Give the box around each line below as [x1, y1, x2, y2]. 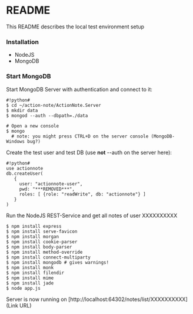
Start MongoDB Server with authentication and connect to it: [6, 86, 153, 93]
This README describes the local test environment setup [6, 23, 145, 30]
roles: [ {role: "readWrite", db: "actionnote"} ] [19, 191, 146, 197]
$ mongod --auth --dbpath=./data [6, 113, 88, 119]
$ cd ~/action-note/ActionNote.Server [6, 102, 101, 108]
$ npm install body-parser [6, 244, 72, 250]
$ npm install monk [6, 264, 54, 270]
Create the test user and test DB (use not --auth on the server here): [6, 149, 172, 156]
